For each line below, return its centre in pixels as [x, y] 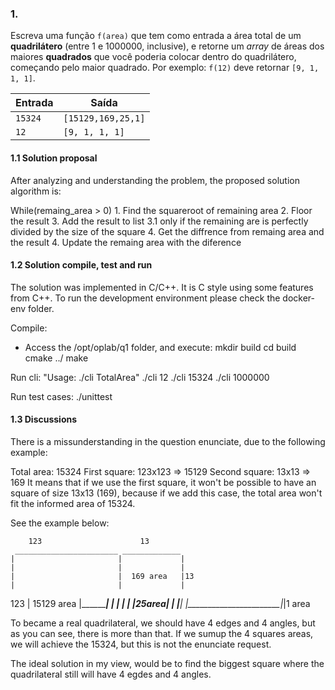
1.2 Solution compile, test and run [81, 265]
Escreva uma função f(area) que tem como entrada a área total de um [156, 36]
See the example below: [60, 523]
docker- [299, 298]
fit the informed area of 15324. [73, 503]
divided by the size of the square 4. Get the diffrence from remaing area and [167, 231]
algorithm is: [36, 191]
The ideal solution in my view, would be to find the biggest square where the [167, 663]
